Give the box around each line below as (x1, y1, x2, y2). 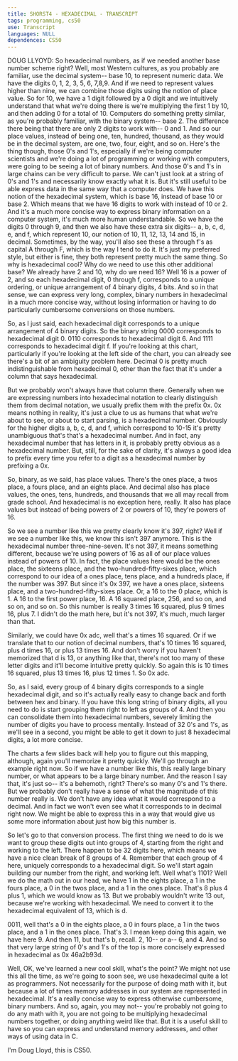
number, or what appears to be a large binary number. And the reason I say (7, 772, 227, 780)
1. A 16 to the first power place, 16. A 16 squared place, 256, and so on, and (7, 595, 227, 603)
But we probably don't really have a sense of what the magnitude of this (7, 787, 218, 796)
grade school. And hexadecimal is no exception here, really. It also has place (7, 498, 232, 507)
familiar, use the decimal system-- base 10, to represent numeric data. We (7, 72, 224, 80)
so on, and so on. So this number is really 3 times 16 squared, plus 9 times (7, 602, 225, 611)
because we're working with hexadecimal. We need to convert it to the (7, 899, 214, 907)
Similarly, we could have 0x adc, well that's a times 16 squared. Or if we (7, 631, 217, 640)
